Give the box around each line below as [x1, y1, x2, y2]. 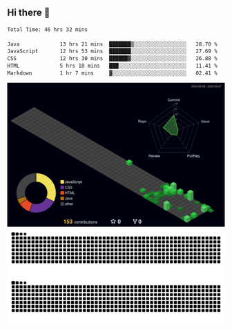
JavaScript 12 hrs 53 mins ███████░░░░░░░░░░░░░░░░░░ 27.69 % [7, 48, 217, 55]
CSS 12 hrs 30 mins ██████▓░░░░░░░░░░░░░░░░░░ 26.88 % [7, 55, 217, 62]
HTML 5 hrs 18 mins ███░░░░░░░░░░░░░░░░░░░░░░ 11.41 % [7, 63, 217, 70]
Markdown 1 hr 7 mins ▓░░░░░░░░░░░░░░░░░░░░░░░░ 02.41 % [7, 70, 217, 77]
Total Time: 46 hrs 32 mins [7, 26, 88, 33]
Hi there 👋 [7, 7, 50, 19]
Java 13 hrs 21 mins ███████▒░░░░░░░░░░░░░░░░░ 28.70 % [7, 41, 217, 48]
